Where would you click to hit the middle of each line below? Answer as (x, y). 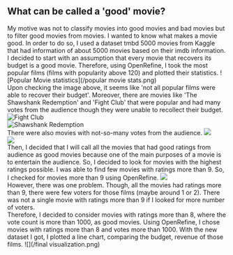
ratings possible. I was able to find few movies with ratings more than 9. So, (116, 169)
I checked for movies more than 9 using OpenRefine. (83, 178)
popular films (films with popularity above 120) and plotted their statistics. (113, 72)
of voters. (21, 207)
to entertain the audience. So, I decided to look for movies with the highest (114, 162)
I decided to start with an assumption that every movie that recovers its (109, 58)
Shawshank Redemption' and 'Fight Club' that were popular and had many (114, 102)
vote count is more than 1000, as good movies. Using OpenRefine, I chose (114, 222)
